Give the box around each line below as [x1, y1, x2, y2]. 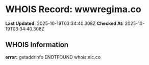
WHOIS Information [5, 41, 69, 49]
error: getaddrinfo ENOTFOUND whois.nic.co [5, 54, 101, 60]
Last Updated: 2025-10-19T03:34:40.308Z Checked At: [5, 20, 124, 26]
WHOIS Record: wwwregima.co [5, 4, 141, 15]
